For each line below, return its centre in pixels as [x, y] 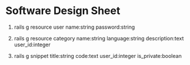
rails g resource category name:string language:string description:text [99, 38]
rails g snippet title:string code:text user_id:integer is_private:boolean [98, 56]
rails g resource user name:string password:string [74, 27]
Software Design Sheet [63, 11]
